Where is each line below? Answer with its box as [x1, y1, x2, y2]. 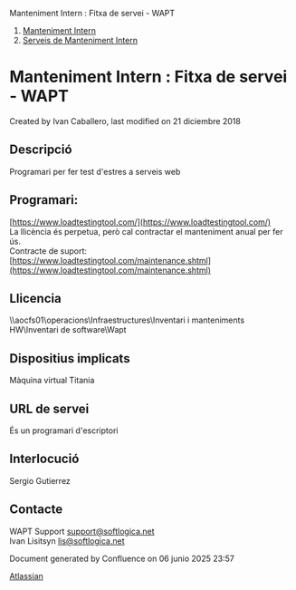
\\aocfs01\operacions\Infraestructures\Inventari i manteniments [9, 314, 245, 325]
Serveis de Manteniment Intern [22, 35, 138, 45]
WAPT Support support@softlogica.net [9, 526, 156, 537]
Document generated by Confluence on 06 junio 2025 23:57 [9, 553, 235, 564]
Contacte [9, 502, 63, 517]
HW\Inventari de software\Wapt [9, 324, 127, 335]
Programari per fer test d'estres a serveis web [9, 166, 181, 177]
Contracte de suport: [9, 245, 88, 256]
